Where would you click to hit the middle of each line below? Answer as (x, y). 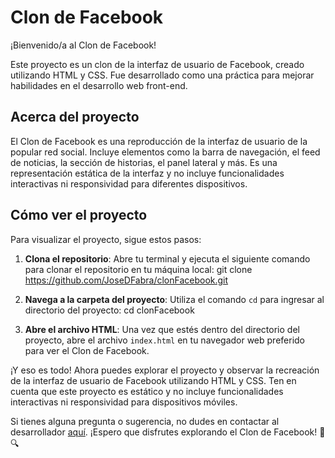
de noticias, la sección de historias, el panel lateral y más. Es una (144, 162)
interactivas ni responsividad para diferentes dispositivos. (129, 183)
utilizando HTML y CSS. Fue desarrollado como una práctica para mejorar (162, 75)
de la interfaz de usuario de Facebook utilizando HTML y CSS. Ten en (153, 380)
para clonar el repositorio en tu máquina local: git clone (138, 269)
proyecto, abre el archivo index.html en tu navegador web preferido (165, 340)
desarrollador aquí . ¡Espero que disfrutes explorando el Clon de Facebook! (164, 432)
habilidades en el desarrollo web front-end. (99, 85)
